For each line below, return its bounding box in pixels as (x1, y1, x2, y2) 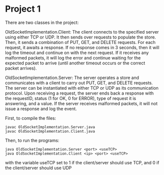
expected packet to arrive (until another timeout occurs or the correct (5, 60, 145, 66)
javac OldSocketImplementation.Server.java (5, 124, 95, 130)
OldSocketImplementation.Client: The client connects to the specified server (5, 29, 159, 35)
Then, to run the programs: (5, 137, 60, 143)
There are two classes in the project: (5, 19, 79, 25)
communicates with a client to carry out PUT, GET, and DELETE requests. (5, 79, 153, 86)
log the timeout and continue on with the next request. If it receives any (5, 50, 149, 56)
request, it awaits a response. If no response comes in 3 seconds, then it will (5, 44, 160, 50)
